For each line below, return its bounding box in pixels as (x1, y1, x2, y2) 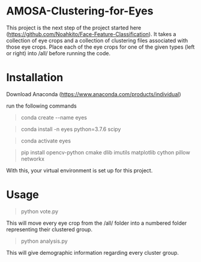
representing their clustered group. (6, 225, 93, 233)
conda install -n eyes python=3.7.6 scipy (20, 125, 121, 133)
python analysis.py (20, 237, 68, 245)
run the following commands (6, 102, 77, 109)
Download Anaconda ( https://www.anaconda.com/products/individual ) (6, 90, 181, 97)
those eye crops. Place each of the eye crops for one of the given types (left (6, 43, 195, 50)
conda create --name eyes (20, 114, 87, 121)
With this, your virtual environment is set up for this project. (6, 166, 153, 174)
